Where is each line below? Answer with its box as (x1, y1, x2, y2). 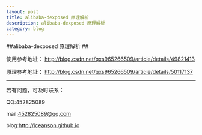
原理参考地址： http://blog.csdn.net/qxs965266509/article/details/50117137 (6, 68, 194, 76)
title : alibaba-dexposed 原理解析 (6, 14, 89, 20)
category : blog (6, 25, 44, 32)
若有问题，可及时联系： (6, 86, 64, 94)
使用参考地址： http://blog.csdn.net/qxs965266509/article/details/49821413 (6, 55, 195, 63)
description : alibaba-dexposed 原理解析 (6, 20, 105, 26)
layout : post (6, 8, 39, 15)
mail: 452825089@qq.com (6, 110, 71, 118)
